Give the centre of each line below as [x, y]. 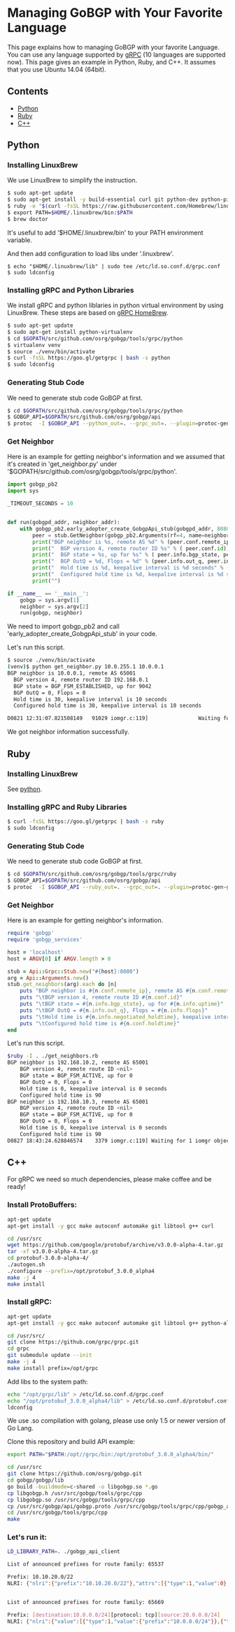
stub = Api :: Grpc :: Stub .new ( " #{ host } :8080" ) [73, 971]
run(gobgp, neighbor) [51, 613]
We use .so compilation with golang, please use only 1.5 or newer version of [116, 1421]
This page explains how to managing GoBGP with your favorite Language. [114, 47]
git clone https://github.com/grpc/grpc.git [73, 1342]
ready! [16, 1187]
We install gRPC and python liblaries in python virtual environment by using [115, 305]
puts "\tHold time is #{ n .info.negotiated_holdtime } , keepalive [115, 1017]
